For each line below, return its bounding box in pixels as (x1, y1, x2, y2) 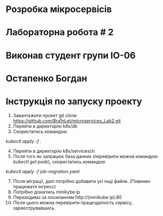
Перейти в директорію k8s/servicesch (13, 148, 95, 154)
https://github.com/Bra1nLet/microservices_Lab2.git (13, 117, 121, 124)
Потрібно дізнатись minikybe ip (13, 189, 80, 195)
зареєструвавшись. (13, 205, 56, 211)
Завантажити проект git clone (13, 112, 77, 118)
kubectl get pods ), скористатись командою (13, 159, 106, 165)
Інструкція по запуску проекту (6, 96, 142, 107)
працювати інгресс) (13, 183, 56, 189)
